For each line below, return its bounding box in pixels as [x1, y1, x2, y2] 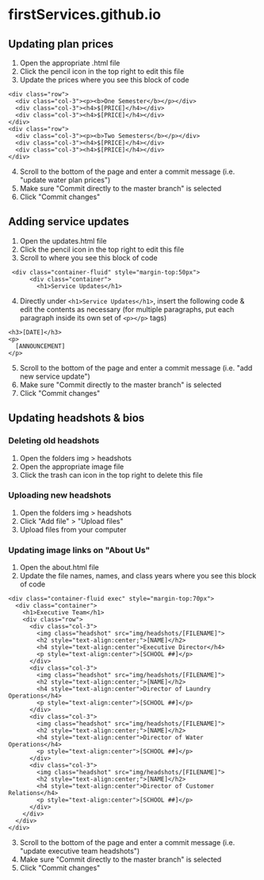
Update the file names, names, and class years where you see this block [19, 571, 257, 581]
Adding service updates [8, 215, 129, 229]
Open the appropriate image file [19, 462, 124, 471]
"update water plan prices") [19, 175, 111, 184]
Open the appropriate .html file [19, 58, 121, 67]
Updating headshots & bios [8, 411, 145, 425]
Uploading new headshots [8, 490, 112, 501]
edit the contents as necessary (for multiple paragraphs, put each [19, 304, 235, 314]
